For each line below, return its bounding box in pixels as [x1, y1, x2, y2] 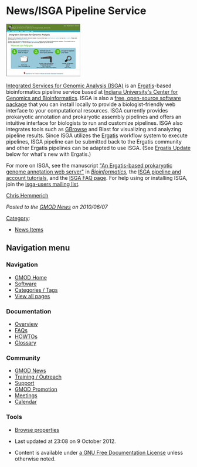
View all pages [14, 292, 50, 299]
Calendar [14, 398, 37, 405]
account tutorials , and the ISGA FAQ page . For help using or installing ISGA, [6, 174, 188, 181]
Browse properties [14, 426, 60, 433]
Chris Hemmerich [6, 192, 49, 199]
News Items [14, 226, 44, 233]
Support [14, 380, 35, 387]
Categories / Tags [14, 286, 58, 294]
